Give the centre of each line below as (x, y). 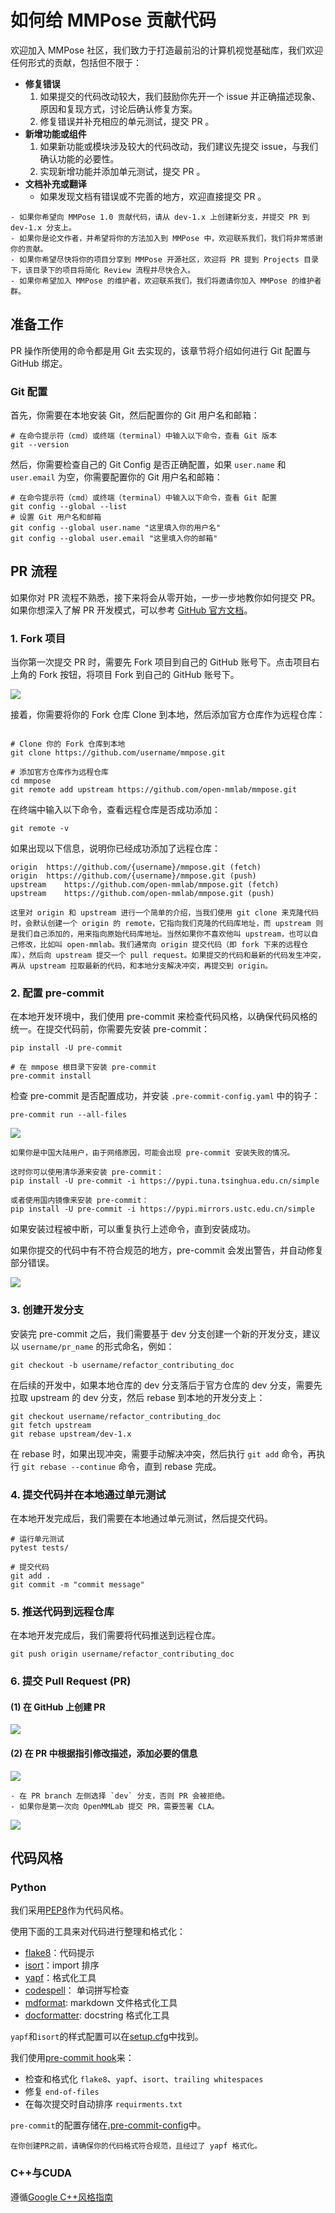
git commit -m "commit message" (77, 1585)
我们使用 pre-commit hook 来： (72, 2058)
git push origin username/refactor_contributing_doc (122, 1654)
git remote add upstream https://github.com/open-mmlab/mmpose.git (154, 790)
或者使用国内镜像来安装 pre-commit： (80, 1201)
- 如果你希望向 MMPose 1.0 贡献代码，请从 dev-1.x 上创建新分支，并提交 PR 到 (160, 217)
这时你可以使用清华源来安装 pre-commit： (87, 1172)
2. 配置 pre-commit (57, 993)
